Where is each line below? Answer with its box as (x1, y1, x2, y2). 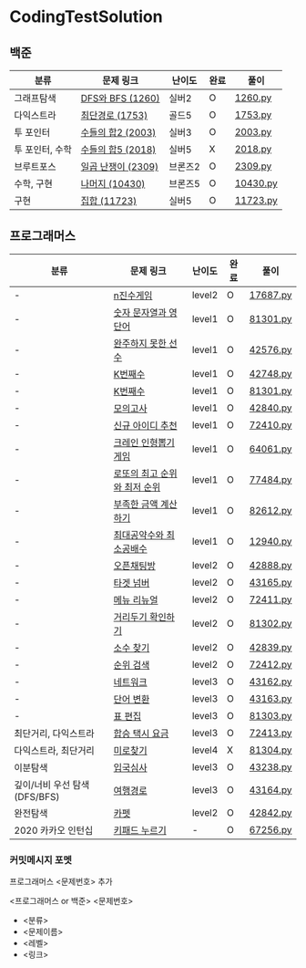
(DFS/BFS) (14, 790, 60, 803)
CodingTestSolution (9, 6, 163, 27)
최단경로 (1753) (80, 109, 148, 121)
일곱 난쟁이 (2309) (80, 161, 159, 172)
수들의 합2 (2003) (80, 126, 157, 139)
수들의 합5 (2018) (80, 143, 157, 156)
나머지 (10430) (80, 178, 146, 190)
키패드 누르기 (113, 824, 167, 837)
